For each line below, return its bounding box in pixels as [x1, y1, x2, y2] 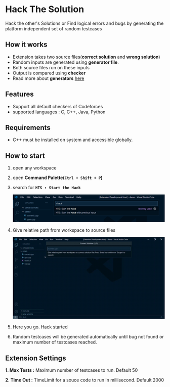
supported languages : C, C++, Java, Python [12, 109, 106, 115]
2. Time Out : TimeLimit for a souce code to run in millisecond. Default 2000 [5, 377, 164, 383]
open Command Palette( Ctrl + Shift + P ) [12, 175, 103, 181]
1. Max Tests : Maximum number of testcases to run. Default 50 [5, 367, 138, 373]
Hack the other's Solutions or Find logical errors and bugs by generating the [5, 20, 164, 26]
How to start [5, 151, 45, 160]
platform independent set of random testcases [5, 25, 102, 31]
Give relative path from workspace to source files [12, 227, 115, 233]
